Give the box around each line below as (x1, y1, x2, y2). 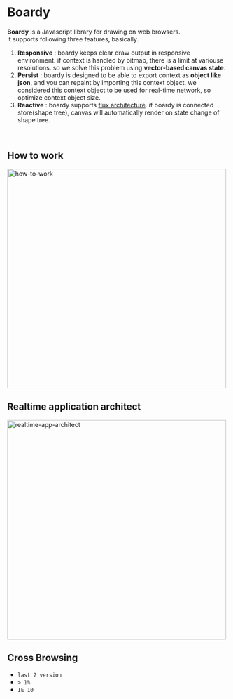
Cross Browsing (7, 651, 78, 664)
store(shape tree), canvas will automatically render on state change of (17, 108, 220, 117)
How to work (7, 150, 64, 162)
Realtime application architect (7, 401, 141, 413)
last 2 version (17, 672, 62, 679)
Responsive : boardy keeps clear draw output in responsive (17, 48, 190, 57)
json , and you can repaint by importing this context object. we (17, 78, 197, 86)
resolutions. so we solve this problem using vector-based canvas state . (17, 63, 226, 72)
